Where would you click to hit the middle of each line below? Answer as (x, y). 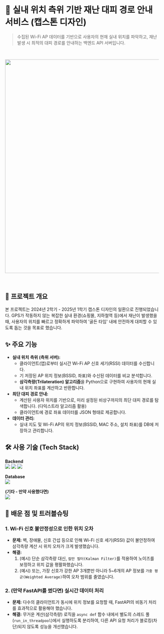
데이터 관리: (23, 418)
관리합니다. (43, 430)
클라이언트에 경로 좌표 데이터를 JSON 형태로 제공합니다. (73, 412)
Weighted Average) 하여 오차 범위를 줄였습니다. (70, 577)
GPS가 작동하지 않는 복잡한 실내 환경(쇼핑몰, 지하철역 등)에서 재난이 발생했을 (84, 315)
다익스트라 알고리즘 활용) (63, 406)
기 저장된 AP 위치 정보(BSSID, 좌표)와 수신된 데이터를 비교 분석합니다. (86, 375)
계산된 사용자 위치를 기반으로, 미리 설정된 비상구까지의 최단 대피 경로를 (86, 400)
